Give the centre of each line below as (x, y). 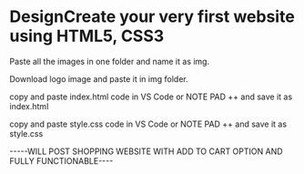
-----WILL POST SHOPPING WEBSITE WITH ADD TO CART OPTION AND (147, 151)
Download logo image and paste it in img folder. (99, 78)
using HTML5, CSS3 (87, 36)
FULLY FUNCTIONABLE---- (61, 160)
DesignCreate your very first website (152, 17)
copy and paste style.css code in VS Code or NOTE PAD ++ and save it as (148, 124)
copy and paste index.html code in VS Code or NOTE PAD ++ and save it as (151, 97)
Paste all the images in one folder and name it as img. (110, 61)
